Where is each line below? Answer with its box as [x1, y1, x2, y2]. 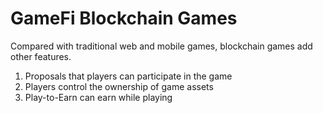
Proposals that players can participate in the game [24, 70, 233, 82]
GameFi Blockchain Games [10, 7, 238, 30]
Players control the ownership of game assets [24, 80, 214, 92]
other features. [10, 50, 72, 62]
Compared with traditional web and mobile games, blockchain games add [10, 40, 313, 52]
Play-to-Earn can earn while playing [24, 91, 173, 103]
